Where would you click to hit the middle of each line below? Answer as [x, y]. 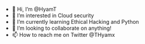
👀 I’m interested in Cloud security [53, 15]
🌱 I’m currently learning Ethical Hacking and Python [75, 22]
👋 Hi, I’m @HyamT [34, 9]
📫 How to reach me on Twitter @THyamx [63, 35]
